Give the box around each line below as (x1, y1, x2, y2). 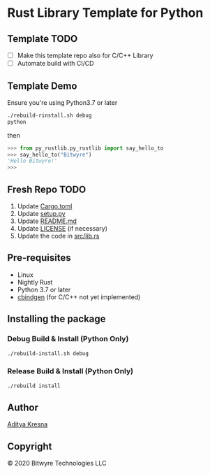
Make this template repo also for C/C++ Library (17, 51, 153, 59)
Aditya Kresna (7, 420, 48, 429)
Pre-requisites (7, 252, 71, 264)
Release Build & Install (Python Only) (7, 366, 134, 376)
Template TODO (7, 33, 78, 45)
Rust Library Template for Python (7, 5, 204, 21)
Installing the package (7, 313, 106, 325)
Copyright (7, 440, 52, 452)
